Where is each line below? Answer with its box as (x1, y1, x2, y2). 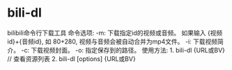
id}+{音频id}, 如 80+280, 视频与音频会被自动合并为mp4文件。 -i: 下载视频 (7, 37, 218, 46)
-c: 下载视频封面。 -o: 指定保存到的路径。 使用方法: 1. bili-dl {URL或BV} (20, 46, 225, 54)
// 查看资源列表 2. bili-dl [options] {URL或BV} (7, 54, 136, 63)
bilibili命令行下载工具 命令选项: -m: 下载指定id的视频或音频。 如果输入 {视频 (7, 28, 223, 37)
